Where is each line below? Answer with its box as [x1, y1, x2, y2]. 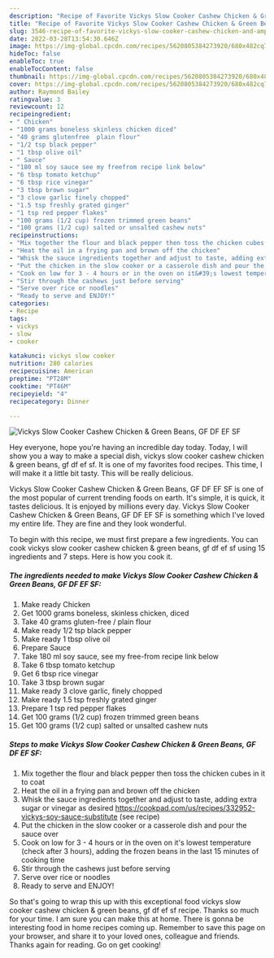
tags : [9, 314, 28, 322]
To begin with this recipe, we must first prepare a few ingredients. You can [9, 535, 259, 545]
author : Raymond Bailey [9, 87, 90, 96]
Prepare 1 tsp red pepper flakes [20, 703, 127, 713]
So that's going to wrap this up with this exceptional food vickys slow [9, 897, 241, 907]
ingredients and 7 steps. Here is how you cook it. [9, 552, 173, 562]
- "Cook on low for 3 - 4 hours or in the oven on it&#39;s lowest [9, 269, 243, 278]
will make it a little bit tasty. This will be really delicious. [9, 469, 194, 479]
